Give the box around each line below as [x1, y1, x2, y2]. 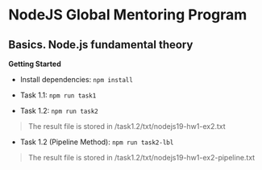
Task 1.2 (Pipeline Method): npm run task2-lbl [19, 137, 174, 147]
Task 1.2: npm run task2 [19, 106, 98, 115]
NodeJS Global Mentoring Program [8, 6, 247, 24]
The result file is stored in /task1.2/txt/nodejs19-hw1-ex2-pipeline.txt [27, 153, 256, 162]
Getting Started [8, 59, 62, 68]
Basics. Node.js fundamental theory [8, 38, 193, 52]
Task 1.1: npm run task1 [19, 90, 97, 100]
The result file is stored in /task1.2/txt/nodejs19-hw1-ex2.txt [27, 122, 226, 131]
